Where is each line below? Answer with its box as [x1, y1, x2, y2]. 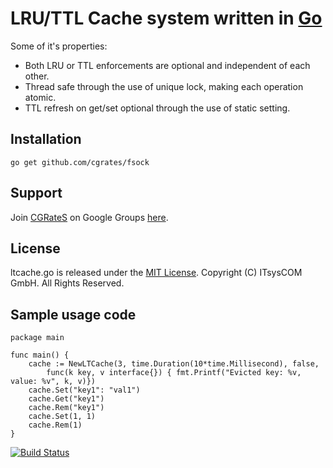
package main [10, 333, 65, 343]
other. [24, 70, 50, 82]
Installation [10, 131, 82, 148]
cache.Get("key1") [28, 394, 105, 404]
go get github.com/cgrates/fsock [10, 157, 150, 167]
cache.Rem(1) [28, 420, 83, 431]
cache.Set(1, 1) [28, 412, 97, 422]
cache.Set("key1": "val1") [28, 385, 141, 396]
